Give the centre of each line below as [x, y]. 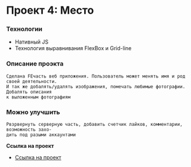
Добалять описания [29, 92]
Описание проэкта [35, 64]
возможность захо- [29, 130]
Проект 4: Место [50, 10]
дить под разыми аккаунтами [41, 135]
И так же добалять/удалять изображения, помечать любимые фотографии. [96, 86]
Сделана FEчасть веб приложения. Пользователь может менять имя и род [96, 76]
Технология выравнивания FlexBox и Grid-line [73, 48]
